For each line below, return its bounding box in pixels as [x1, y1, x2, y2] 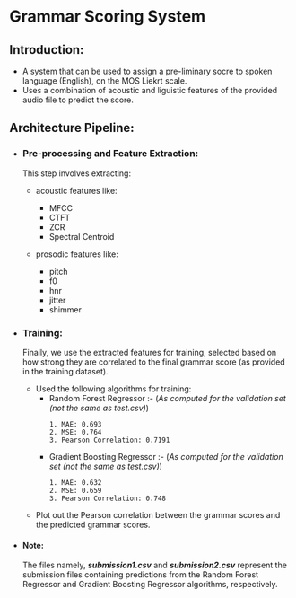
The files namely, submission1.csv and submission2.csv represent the [22, 559, 287, 571]
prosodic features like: [35, 249, 118, 259]
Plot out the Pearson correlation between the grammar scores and [35, 509, 281, 520]
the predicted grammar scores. [35, 519, 151, 530]
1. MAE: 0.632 [48, 478, 102, 487]
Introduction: [9, 42, 84, 57]
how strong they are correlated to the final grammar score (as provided [22, 356, 285, 367]
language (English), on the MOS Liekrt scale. [22, 75, 187, 86]
